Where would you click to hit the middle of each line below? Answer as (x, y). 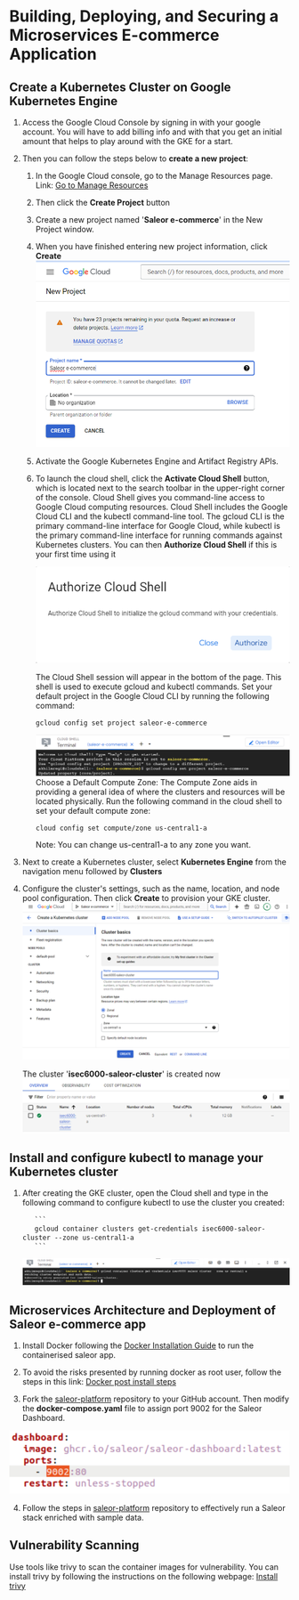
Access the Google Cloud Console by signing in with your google (141, 122)
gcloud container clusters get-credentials (116, 1229)
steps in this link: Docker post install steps (99, 1382)
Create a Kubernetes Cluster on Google (120, 87)
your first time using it (75, 555)
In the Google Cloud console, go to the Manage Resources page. (154, 176)
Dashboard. (44, 1418)
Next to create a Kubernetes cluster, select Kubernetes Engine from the (154, 862)
